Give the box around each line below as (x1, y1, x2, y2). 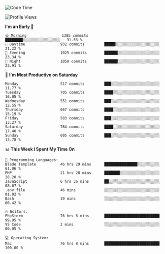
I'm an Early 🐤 (5, 24, 34, 29)
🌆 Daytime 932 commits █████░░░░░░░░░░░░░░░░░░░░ (5, 42, 160, 47)
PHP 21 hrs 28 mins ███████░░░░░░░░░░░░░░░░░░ (5, 170, 160, 175)
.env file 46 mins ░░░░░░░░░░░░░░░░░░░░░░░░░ (5, 188, 160, 193)
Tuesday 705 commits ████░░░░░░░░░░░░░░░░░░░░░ (5, 90, 160, 95)
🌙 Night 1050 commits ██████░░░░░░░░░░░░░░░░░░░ (5, 59, 160, 64)
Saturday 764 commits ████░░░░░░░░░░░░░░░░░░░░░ (5, 124, 160, 129)
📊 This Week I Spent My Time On (5, 146, 75, 152)
